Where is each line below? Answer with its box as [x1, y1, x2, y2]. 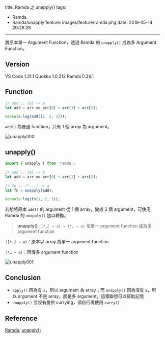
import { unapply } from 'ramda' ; [5, 161, 76, 166]
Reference [5, 314, 38, 322]
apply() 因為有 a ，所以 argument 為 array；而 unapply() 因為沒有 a [12, 287, 148, 293]
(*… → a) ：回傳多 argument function [5, 249, 79, 255]
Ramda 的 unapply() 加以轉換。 [5, 213, 69, 219]
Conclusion [5, 273, 41, 282]
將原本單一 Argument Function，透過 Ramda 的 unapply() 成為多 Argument [5, 39, 157, 45]
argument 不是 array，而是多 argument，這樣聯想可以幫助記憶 [18, 293, 144, 300]
